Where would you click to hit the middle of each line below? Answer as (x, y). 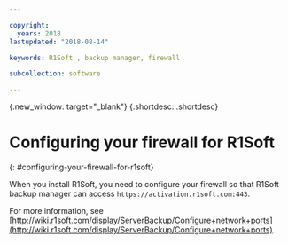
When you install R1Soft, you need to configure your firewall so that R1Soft (144, 185)
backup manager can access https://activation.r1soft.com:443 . (130, 194)
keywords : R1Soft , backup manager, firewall (94, 58)
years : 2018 (39, 33)
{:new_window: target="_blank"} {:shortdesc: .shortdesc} (114, 106)
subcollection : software (55, 74)
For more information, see (56, 211)
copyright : (29, 25)
